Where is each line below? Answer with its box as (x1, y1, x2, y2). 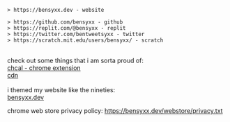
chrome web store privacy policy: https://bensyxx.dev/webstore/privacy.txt (7, 107, 223, 114)
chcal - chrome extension (7, 64, 82, 72)
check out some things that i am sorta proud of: (7, 56, 144, 64)
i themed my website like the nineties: (7, 86, 116, 94)
